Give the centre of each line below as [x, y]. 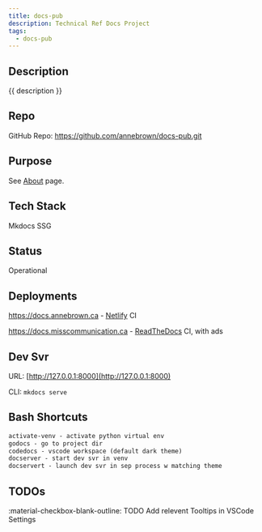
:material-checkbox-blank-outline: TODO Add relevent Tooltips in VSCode [131, 510]
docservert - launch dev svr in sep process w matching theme [115, 466]
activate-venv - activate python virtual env [86, 436]
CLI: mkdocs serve [38, 392]
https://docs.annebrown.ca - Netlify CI [73, 316]
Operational [28, 270]
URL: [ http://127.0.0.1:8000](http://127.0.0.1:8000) [90, 376]
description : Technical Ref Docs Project [79, 23]
